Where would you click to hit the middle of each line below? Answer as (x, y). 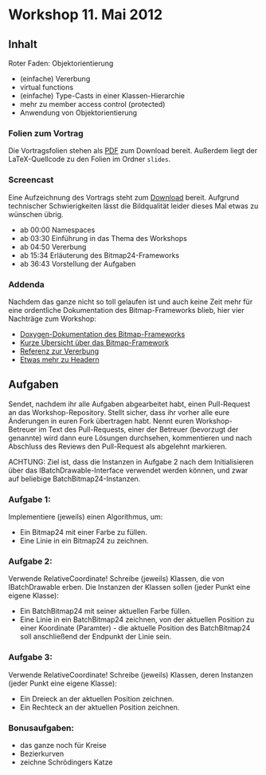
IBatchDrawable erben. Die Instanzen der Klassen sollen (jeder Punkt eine (129, 587)
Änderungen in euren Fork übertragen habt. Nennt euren (101, 421)
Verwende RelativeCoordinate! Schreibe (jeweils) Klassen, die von (116, 579)
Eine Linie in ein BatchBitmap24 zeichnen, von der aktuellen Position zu (137, 619)
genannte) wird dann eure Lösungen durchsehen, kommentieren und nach (130, 437)
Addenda (27, 284)
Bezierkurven (42, 753)
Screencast (31, 180)
